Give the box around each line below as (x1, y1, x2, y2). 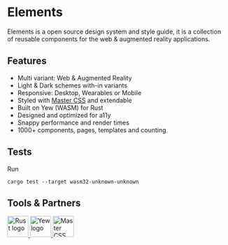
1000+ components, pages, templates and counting (17, 125, 166, 134)
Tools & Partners (7, 197, 81, 209)
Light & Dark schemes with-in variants (17, 81, 128, 90)
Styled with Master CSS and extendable (17, 96, 132, 104)
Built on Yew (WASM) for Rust (17, 103, 104, 112)
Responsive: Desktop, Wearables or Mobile (17, 88, 142, 97)
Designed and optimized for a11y (17, 111, 111, 119)
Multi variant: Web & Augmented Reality (17, 73, 132, 82)
